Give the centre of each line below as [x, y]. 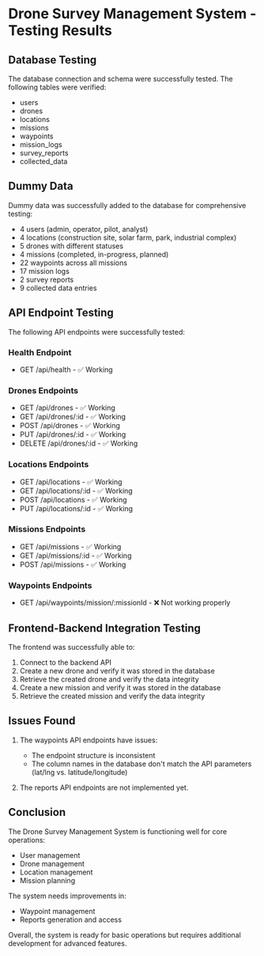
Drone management [52, 863]
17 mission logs [44, 271]
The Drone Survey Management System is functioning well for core [118, 831]
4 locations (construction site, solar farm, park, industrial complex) [128, 237]
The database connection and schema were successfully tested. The [121, 79]
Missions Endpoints [47, 529]
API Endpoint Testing [61, 313]
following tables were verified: [57, 87]
